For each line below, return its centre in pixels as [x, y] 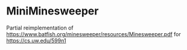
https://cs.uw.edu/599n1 [36, 40]
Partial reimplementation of [40, 28]
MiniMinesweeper [52, 11]
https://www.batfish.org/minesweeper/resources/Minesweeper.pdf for [93, 34]
